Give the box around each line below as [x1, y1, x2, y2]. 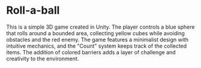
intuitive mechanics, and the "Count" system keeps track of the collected [6, 42, 187, 50]
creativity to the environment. [6, 55, 79, 62]
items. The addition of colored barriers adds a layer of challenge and [6, 48, 176, 55]
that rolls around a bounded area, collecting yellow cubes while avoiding [6, 29, 185, 36]
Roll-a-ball [6, 4, 60, 17]
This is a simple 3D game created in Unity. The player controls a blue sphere [6, 23, 195, 30]
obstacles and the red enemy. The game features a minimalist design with [6, 36, 189, 43]
